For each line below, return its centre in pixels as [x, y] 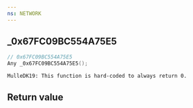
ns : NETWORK [24, 13]
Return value [35, 97]
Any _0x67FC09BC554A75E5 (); [48, 64]
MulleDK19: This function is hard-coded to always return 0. [97, 76]
